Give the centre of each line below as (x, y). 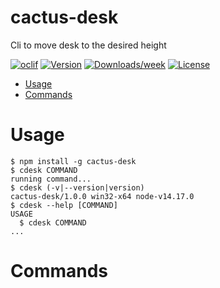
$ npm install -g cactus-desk (73, 161)
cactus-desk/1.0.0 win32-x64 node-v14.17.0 (102, 196)
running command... (51, 179)
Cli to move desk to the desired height (88, 45)
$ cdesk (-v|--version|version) (77, 187)
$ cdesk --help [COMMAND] (64, 205)
